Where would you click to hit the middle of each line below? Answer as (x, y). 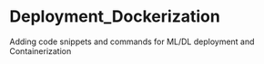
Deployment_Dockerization (115, 17)
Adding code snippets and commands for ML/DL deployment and (132, 41)
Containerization (41, 50)
